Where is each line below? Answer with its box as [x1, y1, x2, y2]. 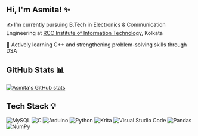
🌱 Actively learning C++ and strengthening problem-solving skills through [6, 41, 187, 48]
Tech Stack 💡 [6, 101, 57, 112]
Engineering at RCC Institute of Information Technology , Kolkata [6, 29, 163, 36]
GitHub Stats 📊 [6, 65, 64, 75]
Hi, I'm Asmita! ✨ [6, 5, 70, 15]
